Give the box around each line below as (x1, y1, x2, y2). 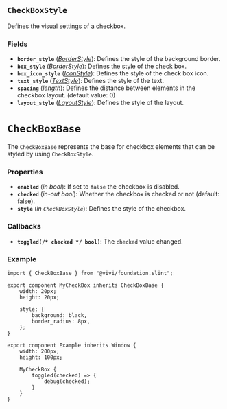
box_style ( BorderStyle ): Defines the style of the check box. (16, 62, 187, 71)
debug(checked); (43, 377, 91, 385)
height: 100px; (19, 353, 63, 361)
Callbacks (7, 222, 41, 231)
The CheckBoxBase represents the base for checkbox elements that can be (7, 143, 215, 151)
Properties (7, 167, 43, 176)
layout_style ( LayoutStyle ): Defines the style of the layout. (16, 99, 184, 107)
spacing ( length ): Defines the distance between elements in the (16, 84, 196, 92)
